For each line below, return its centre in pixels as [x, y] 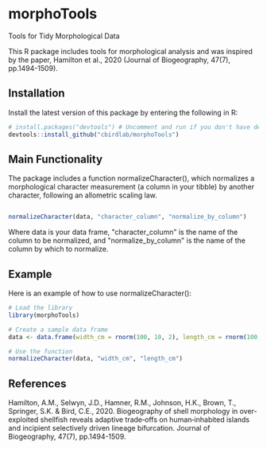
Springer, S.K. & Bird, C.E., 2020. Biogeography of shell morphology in [123, 412]
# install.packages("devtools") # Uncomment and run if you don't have [129, 127]
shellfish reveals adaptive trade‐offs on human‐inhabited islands [145, 420]
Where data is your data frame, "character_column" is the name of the [123, 232]
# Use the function [41, 351]
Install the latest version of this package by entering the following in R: [123, 112]
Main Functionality [56, 159]
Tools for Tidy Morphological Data [64, 36]
